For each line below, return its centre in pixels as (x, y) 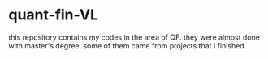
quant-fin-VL (54, 15)
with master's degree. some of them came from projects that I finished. (128, 45)
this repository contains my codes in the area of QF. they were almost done (134, 37)
